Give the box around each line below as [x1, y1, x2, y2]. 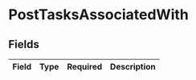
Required [67, 62, 103, 72]
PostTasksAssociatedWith [8, 6, 189, 24]
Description [109, 62, 157, 72]
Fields [8, 38, 40, 51]
